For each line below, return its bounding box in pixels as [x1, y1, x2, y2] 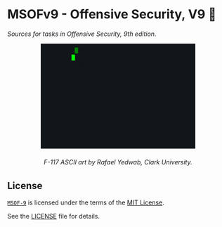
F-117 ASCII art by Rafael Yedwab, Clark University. [44, 158, 192, 167]
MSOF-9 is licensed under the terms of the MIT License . [7, 198, 165, 207]
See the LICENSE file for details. [7, 212, 100, 221]
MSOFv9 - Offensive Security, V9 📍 [7, 6, 216, 22]
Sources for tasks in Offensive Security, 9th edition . [7, 30, 157, 38]
